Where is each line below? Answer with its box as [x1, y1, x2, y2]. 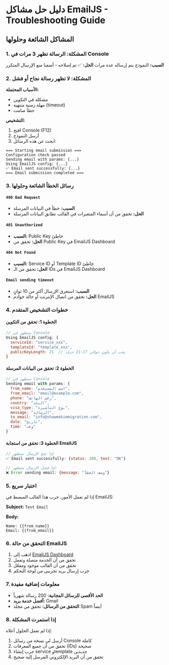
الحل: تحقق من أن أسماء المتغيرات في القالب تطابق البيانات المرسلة [13, 211, 144, 217]
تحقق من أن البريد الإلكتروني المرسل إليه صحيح [13, 654, 104, 660]
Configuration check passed [6, 153, 66, 158]
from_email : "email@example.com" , [10, 391, 84, 396]
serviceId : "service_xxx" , [10, 339, 68, 345]
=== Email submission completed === [6, 170, 84, 176]
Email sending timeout [6, 277, 54, 283]
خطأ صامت [13, 108, 35, 114]
